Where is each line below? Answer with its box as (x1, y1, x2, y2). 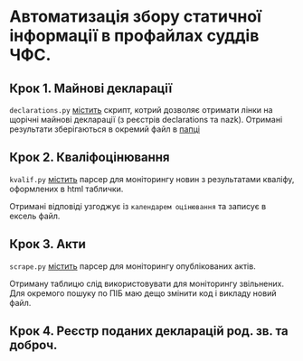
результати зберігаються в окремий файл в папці (9, 124, 201, 134)
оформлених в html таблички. (9, 183, 124, 194)
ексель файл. (9, 210, 61, 221)
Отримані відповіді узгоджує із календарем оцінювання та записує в (9, 200, 267, 211)
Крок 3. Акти (9, 236, 86, 252)
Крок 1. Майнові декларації (9, 80, 173, 96)
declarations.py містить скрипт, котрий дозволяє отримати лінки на (9, 105, 273, 115)
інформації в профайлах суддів (9, 25, 260, 46)
